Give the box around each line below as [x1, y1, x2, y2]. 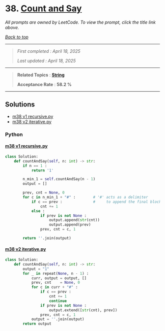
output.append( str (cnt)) [49, 218, 100, 223]
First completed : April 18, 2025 [17, 48, 81, 54]
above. [5, 24, 19, 30]
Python [5, 131, 23, 138]
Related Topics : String [17, 72, 65, 78]
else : [31, 208, 45, 213]
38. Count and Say [5, 3, 82, 14]
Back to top [5, 34, 28, 40]
